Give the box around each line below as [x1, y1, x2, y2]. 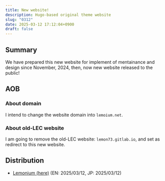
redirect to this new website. [5, 141, 66, 147]
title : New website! [5, 7, 50, 13]
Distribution [5, 156, 45, 165]
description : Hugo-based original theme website [5, 12, 111, 17]
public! [5, 70, 20, 76]
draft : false [5, 27, 33, 32]
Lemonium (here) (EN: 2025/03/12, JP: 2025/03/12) [12, 170, 122, 176]
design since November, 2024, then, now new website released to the [5, 64, 153, 71]
